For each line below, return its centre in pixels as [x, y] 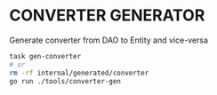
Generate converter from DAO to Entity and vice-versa [109, 40]
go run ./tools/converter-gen [65, 81]
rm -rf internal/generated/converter [79, 73]
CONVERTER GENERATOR [107, 16]
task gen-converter [45, 56]
